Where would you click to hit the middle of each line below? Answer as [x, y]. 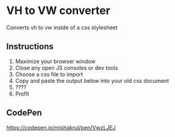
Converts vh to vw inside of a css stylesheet [62, 27]
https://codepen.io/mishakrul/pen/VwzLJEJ [61, 127]
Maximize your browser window [55, 61]
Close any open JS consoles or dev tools [66, 68]
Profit [22, 93]
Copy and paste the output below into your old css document [92, 80]
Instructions [30, 47]
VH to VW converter [59, 11]
